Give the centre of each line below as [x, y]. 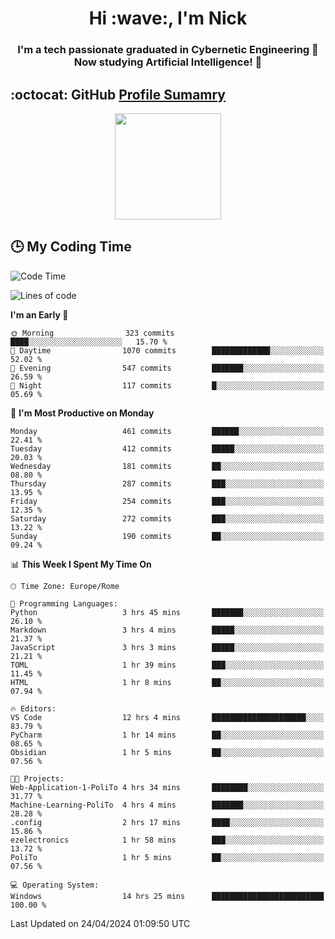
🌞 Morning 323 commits [92, 333]
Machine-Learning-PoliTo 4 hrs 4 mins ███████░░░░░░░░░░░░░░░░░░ [167, 805]
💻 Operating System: [55, 885]
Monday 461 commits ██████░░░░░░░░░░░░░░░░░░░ [167, 431]
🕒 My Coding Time [71, 247]
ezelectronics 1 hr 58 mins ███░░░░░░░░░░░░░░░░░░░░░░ [167, 840]
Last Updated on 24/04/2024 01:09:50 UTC [100, 923]
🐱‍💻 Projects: [37, 778]
